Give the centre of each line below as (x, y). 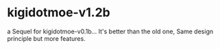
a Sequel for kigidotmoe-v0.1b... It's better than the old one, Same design (110, 31)
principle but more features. (46, 38)
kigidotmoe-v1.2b (59, 13)
